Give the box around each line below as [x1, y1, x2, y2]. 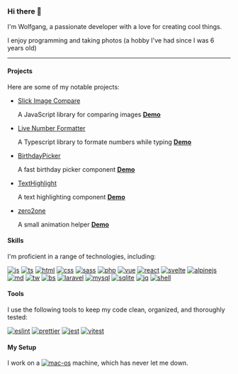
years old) [7, 44, 37, 53]
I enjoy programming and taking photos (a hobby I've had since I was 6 [7, 36, 215, 45]
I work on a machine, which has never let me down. [7, 358, 189, 368]
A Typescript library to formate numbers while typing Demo [17, 138, 192, 146]
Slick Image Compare [17, 96, 81, 105]
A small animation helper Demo [17, 220, 110, 229]
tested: [7, 312, 28, 321]
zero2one [17, 206, 46, 215]
